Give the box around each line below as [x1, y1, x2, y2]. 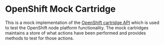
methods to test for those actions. [5, 35, 74, 41]
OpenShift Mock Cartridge [5, 3, 116, 15]
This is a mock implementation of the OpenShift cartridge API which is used [5, 20, 160, 25]
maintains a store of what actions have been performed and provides [5, 30, 146, 36]
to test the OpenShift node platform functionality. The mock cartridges [5, 24, 149, 30]
